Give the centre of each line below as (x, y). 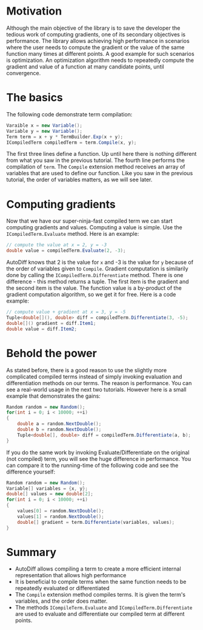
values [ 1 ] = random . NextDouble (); (61, 517)
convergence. (24, 73)
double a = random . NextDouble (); (59, 424)
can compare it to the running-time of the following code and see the (92, 465)
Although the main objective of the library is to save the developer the (93, 28)
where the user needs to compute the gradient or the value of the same (95, 47)
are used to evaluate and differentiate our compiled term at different (100, 614)
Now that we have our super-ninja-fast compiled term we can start (89, 221)
